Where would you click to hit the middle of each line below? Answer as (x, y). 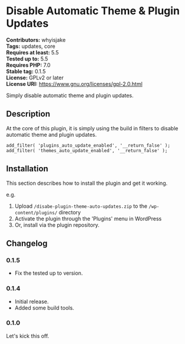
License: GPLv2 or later (35, 78)
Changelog (27, 243)
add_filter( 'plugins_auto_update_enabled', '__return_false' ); (88, 145)
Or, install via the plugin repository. (57, 225)
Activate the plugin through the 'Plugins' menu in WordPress (88, 218)
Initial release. (32, 301)
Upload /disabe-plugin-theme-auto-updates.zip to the (81, 206)
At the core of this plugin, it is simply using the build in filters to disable (92, 128)
